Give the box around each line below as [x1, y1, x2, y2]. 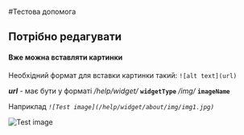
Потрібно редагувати [8, 30, 122, 43]
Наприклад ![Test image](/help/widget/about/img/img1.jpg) [8, 101, 215, 111]
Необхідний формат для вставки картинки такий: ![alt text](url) [8, 70, 238, 80]
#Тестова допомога [8, 7, 77, 16]
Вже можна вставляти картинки [8, 52, 123, 62]
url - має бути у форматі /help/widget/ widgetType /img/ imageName [8, 86, 231, 96]
